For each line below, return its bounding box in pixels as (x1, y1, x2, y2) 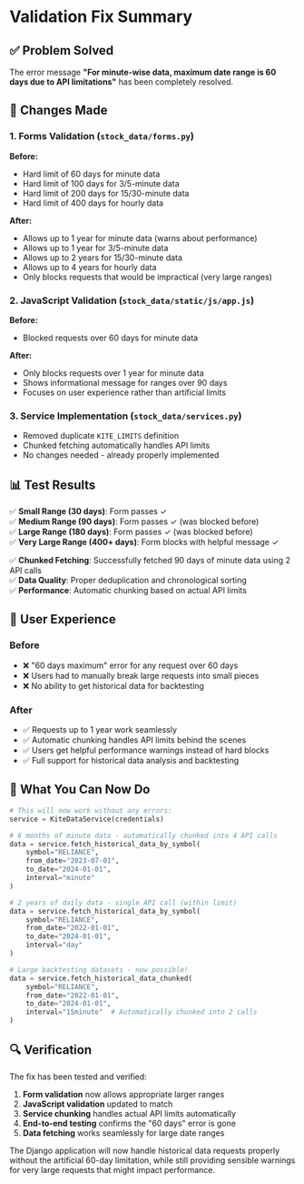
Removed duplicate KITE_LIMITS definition (22, 430, 180, 441)
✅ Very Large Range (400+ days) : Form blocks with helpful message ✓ (9, 537, 279, 548)
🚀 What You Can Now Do (9, 782, 151, 797)
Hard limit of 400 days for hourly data (22, 197, 164, 208)
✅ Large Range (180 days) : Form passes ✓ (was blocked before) (9, 526, 253, 538)
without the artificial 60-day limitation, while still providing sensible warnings (9, 1154, 296, 1166)
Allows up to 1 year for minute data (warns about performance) (22, 232, 258, 243)
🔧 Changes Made (9, 103, 108, 118)
